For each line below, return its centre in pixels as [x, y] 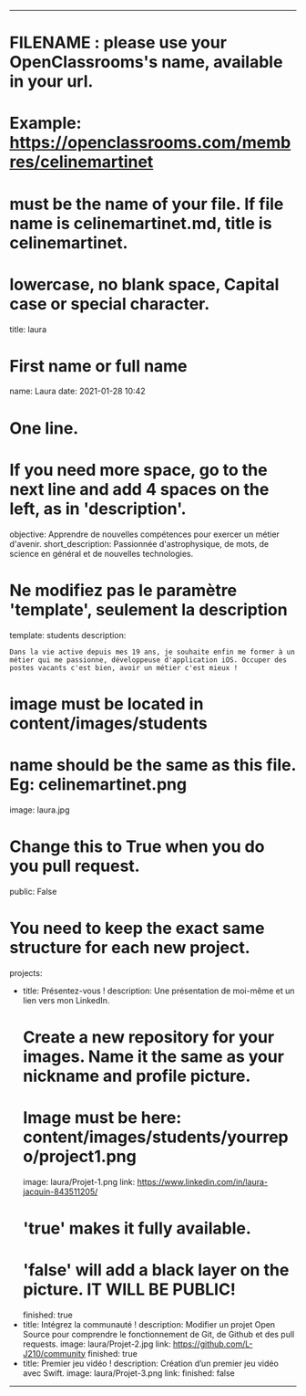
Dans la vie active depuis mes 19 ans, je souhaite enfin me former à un [153, 652]
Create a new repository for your [148, 1037]
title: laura [28, 329]
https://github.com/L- [213, 1344]
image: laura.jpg [40, 810]
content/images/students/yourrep [155, 1137]
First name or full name [99, 366]
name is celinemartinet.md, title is [141, 223]
